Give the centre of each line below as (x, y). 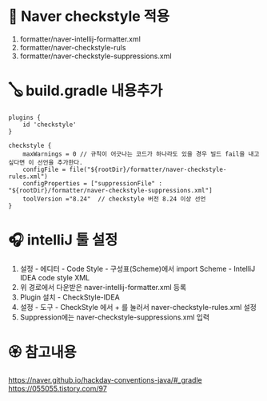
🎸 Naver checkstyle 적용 (89, 16)
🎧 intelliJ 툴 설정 (63, 240)
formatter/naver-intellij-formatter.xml (80, 39)
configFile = (44, 169)
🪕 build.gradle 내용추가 (86, 91)
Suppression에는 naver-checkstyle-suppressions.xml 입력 (115, 317)
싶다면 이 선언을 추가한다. (46, 162)
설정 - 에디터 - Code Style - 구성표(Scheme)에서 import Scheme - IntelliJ (137, 268)
